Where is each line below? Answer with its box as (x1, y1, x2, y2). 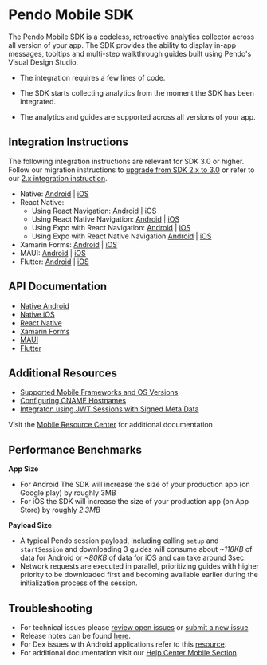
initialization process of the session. (19, 578, 138, 588)
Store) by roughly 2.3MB (19, 505, 101, 515)
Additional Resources (8, 366, 117, 380)
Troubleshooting (8, 601, 93, 615)
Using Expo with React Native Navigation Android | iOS (31, 231, 212, 241)
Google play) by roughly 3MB (19, 488, 117, 498)
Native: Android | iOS (19, 189, 89, 199)
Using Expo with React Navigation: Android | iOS (31, 222, 191, 232)
